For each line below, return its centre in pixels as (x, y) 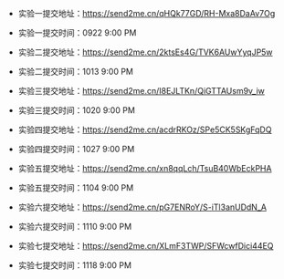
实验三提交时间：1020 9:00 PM (76, 110)
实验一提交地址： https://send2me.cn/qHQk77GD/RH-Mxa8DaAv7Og (147, 13)
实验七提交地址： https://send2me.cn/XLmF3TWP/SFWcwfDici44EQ (146, 246)
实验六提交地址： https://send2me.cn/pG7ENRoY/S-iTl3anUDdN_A (142, 207)
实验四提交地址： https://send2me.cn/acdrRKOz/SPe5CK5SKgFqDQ (145, 129)
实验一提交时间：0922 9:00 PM (77, 33)
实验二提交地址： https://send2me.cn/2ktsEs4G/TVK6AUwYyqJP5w (145, 52)
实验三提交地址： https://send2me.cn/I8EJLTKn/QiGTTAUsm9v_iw (141, 91)
